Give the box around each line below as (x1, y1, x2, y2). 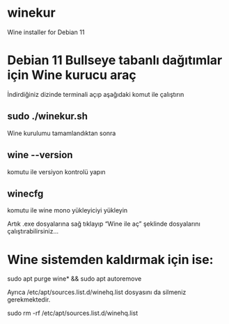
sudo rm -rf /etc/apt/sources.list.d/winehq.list (7, 309, 139, 318)
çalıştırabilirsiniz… (7, 227, 59, 236)
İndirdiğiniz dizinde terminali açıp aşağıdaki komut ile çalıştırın (7, 90, 184, 98)
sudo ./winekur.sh (7, 110, 88, 123)
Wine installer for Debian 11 (7, 28, 85, 36)
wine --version (7, 149, 73, 161)
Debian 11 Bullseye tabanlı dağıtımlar (7, 52, 223, 68)
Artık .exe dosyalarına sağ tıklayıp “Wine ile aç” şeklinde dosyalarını (7, 219, 200, 228)
